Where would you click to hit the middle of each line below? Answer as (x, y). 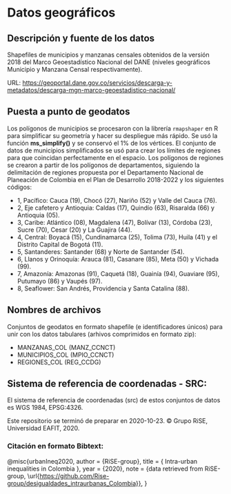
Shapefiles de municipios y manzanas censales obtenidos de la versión (108, 55)
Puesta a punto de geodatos (69, 112)
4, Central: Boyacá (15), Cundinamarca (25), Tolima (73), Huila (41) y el (117, 237)
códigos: (20, 187)
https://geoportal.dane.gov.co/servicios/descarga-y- (98, 83)
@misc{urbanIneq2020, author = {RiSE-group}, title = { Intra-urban (102, 461)
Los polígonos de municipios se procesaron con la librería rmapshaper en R (113, 128)
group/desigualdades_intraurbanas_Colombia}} (74, 483)
